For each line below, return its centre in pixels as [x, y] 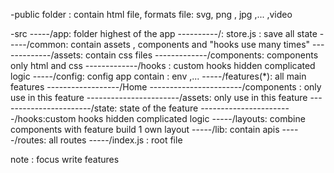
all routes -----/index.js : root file [115, 140]
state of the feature [159, 108]
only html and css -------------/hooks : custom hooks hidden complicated [163, 65]
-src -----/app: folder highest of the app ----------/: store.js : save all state [164, 33]
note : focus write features [65, 159]
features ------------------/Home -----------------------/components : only [166, 87]
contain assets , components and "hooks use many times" [190, 44]
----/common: [39, 44]
